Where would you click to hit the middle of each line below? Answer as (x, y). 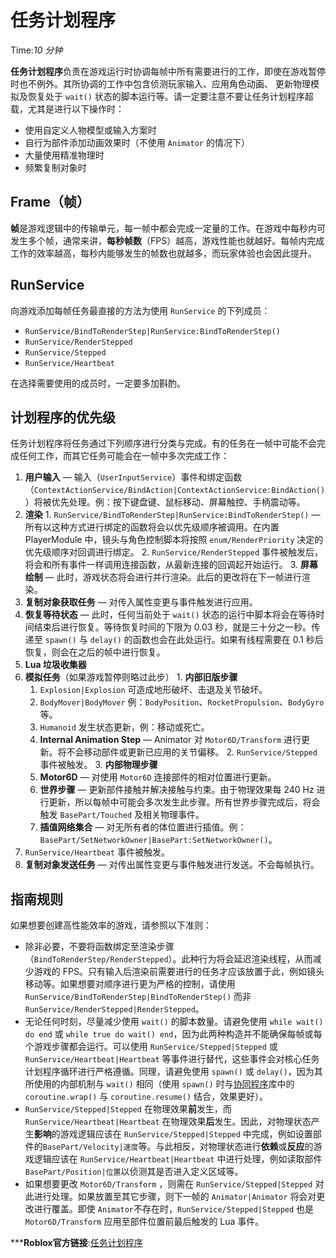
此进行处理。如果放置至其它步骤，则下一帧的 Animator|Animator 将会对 (170, 1197)
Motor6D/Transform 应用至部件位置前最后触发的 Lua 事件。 (144, 1222)
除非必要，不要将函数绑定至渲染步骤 (99, 947)
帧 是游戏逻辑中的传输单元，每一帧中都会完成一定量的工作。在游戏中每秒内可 (168, 228)
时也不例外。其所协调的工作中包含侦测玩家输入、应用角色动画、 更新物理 (160, 83)
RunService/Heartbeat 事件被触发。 (97, 852)
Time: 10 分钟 (36, 50)
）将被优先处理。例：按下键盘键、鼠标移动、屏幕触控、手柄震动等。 (165, 502)
